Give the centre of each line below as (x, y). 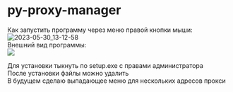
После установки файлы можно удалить (68, 73)
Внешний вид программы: (47, 45)
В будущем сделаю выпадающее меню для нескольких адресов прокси (116, 81)
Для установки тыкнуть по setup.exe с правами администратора (105, 65)
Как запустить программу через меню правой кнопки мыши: (100, 30)
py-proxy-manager (64, 10)
